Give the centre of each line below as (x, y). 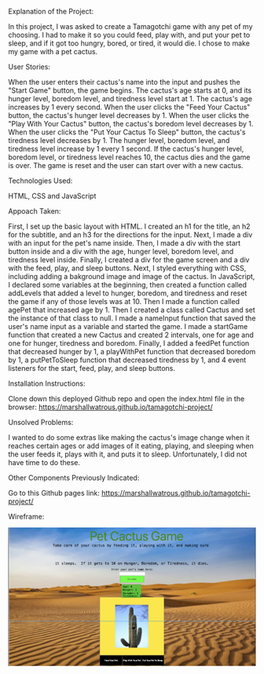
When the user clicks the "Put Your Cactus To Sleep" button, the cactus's (127, 132)
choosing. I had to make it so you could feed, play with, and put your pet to (129, 35)
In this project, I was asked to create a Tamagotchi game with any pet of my (130, 26)
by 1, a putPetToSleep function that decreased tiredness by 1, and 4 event (127, 360)
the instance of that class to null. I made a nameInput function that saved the (132, 318)
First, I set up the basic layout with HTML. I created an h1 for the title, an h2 (129, 226)
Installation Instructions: (47, 383)
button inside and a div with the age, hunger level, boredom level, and (121, 251)
